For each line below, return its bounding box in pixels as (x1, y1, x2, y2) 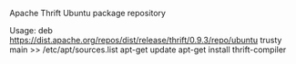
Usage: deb (9, 25, 53, 35)
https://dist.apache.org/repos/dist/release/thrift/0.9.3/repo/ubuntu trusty (9, 35, 282, 45)
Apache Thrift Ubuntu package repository (9, 8, 167, 18)
